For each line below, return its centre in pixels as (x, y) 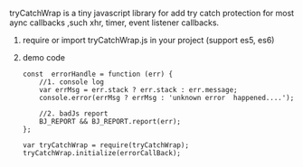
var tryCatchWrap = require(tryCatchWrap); (106, 145)
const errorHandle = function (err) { (98, 74)
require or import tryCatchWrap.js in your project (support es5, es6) (148, 40)
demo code (44, 57)
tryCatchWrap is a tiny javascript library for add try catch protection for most (152, 13)
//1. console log (71, 82)
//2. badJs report (74, 114)
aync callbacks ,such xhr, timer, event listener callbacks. (114, 23)
